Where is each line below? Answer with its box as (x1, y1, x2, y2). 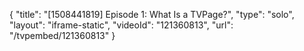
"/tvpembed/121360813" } (9, 30, 116, 41)
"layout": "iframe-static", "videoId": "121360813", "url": (9, 19, 234, 31)
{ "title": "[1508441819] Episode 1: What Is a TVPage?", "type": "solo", (9, 9, 295, 20)
